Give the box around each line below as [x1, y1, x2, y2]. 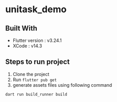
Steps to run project [5, 58, 70, 66]
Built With [5, 24, 37, 33]
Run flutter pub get [12, 76, 57, 83]
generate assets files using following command [12, 82, 112, 88]
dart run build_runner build [5, 92, 67, 97]
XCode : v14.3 [12, 43, 42, 49]
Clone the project [12, 71, 50, 77]
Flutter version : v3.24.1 [12, 37, 62, 43]
